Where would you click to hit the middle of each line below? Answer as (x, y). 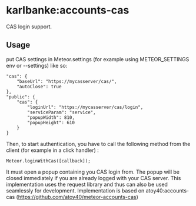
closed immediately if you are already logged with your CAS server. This (94, 178)
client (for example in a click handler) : (52, 150)
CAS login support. (29, 26)
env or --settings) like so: (37, 65)
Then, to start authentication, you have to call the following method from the (98, 144)
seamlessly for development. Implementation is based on (75, 190)
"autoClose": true (39, 87)
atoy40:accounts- (167, 190)
